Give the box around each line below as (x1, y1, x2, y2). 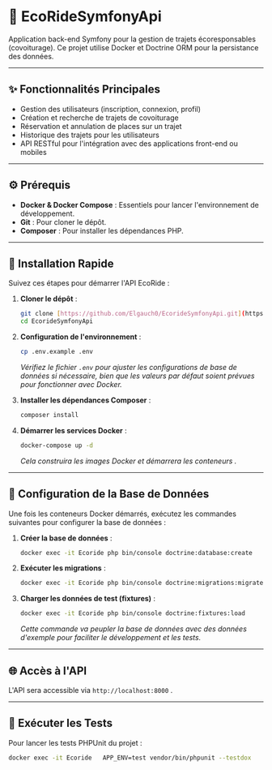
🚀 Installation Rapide (8, 256, 114, 270)
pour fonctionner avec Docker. (19, 380, 123, 389)
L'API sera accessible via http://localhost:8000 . (8, 686, 173, 695)
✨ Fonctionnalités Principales (8, 83, 160, 97)
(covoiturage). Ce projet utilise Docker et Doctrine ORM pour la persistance (8, 42, 259, 52)
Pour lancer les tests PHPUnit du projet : (8, 738, 143, 747)
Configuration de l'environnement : (19, 332, 142, 342)
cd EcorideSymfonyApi (19, 317, 93, 325)
